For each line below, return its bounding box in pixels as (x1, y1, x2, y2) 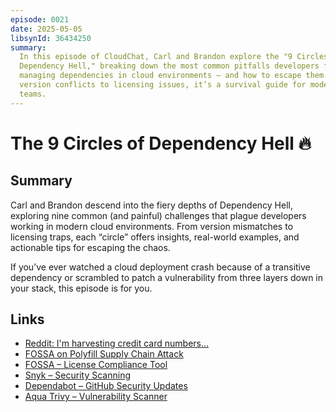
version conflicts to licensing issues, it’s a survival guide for (19, 80, 307, 90)
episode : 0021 (10, 14, 70, 25)
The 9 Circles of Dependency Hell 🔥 (10, 132, 312, 155)
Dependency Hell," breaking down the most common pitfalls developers (19, 61, 320, 71)
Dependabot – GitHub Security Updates (24, 380, 188, 392)
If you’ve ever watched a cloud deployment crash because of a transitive (10, 261, 311, 273)
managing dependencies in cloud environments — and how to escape (19, 71, 302, 81)
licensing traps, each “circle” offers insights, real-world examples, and (10, 231, 300, 243)
